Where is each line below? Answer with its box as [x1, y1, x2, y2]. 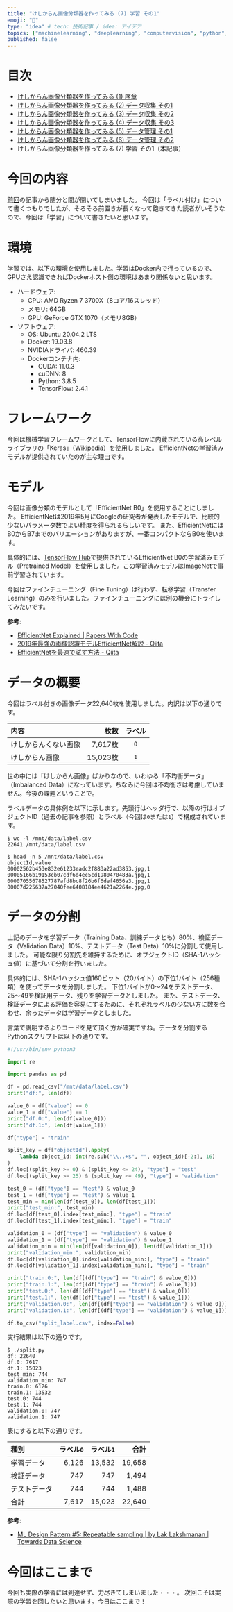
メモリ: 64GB [27, 305, 66, 313]
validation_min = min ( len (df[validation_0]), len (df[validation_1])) [7, 1243, 213, 1250]
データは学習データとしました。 [43, 1008, 135, 1017]
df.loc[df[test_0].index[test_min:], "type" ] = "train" [7, 1211, 172, 1218]
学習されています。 [12, 570, 68, 578]
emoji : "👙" [7, 17, 39, 24]
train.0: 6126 [7, 1383, 49, 1391]
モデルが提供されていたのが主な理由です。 [7, 452, 128, 460]
